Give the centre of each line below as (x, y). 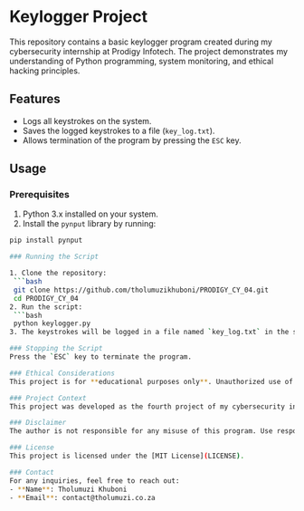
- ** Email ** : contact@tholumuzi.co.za (82, 497)
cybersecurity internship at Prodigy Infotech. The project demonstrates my (148, 51)
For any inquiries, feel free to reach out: (95, 481)
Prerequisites (39, 195)
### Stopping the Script (56, 349)
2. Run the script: (46, 307)
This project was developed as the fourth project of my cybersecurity (147, 406)
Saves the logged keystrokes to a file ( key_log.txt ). (119, 130)
